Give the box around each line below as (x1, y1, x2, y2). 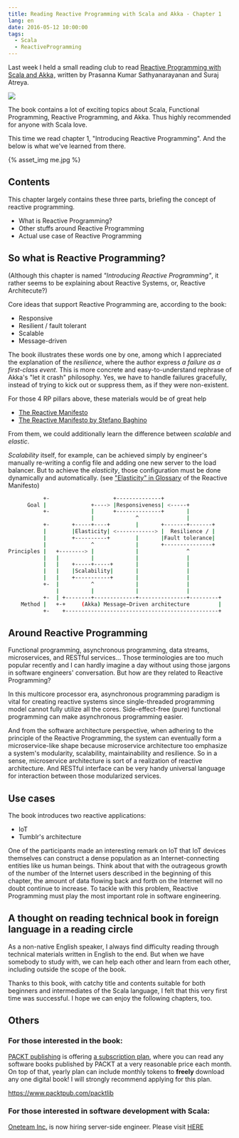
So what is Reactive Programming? (8, 252, 166, 264)
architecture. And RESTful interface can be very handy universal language (8, 764, 225, 773)
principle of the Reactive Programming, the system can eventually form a (8, 734, 222, 742)
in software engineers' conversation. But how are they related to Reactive (8, 668, 223, 677)
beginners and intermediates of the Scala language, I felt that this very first (8, 986, 228, 995)
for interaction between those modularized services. (8, 771, 161, 780)
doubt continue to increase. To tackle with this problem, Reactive (8, 884, 198, 892)
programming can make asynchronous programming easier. (8, 712, 184, 721)
